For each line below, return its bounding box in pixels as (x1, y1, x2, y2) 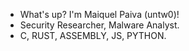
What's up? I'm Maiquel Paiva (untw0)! (19, 9, 180, 20)
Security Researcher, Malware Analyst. (19, 19, 180, 31)
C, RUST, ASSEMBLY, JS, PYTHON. (19, 30, 167, 41)
